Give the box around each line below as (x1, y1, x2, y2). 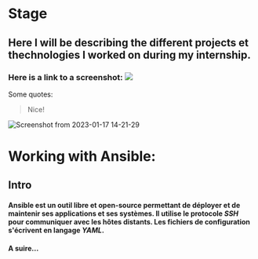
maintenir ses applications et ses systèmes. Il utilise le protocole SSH (8, 209, 239, 218)
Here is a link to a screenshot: (8, 71, 123, 82)
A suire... (8, 243, 39, 253)
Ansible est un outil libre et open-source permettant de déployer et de (8, 201, 241, 210)
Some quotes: (8, 89, 53, 99)
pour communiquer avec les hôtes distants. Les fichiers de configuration (8, 217, 251, 227)
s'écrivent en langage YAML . (8, 225, 104, 235)
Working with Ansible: (8, 148, 156, 166)
